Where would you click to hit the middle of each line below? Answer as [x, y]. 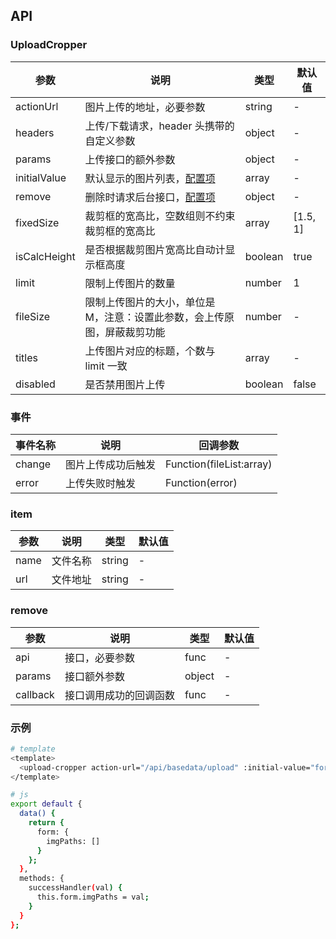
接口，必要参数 [99, 657]
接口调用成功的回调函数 [119, 695]
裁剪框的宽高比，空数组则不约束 [160, 216]
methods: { [42, 879]
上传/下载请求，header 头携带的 [159, 126]
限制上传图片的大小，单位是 [150, 302]
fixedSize [37, 222]
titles [26, 357]
